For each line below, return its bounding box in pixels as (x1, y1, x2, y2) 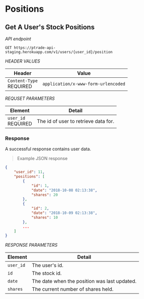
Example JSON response (17, 156, 68, 161)
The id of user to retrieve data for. (36, 118, 114, 124)
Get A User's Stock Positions (5, 23, 95, 31)
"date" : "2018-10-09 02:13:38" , (31, 210, 97, 216)
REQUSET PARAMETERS (5, 95, 55, 101)
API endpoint (5, 36, 31, 42)
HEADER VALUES (5, 58, 41, 64)
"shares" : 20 (31, 192, 58, 197)
